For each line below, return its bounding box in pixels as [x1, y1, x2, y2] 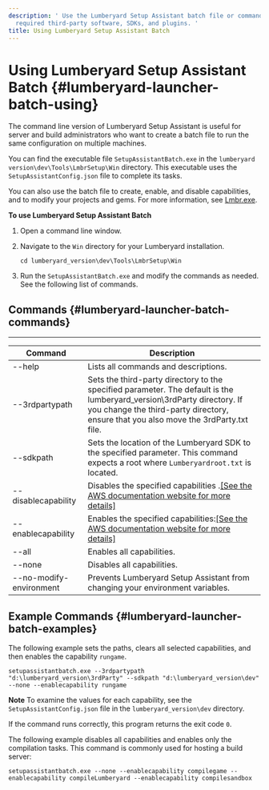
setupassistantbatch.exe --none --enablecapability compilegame [8, 767, 227, 775]
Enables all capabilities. [87, 546, 176, 557]
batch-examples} [8, 622, 98, 636]
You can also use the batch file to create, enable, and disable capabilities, [8, 186, 251, 196]
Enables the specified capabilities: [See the [87, 513, 248, 524]
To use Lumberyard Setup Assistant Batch [8, 211, 152, 220]
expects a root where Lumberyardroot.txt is [87, 457, 252, 468]
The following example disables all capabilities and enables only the [8, 734, 232, 744]
